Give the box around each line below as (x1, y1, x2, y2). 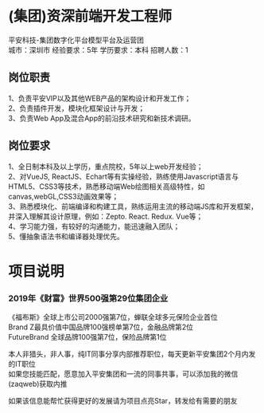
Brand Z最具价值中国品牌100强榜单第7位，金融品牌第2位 (8, 322, 193, 332)
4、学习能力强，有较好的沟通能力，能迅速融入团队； (8, 221, 181, 231)
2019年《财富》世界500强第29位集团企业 (8, 293, 169, 304)
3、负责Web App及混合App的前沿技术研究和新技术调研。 (8, 113, 196, 123)
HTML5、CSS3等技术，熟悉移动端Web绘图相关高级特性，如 (8, 181, 205, 191)
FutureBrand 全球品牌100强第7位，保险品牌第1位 (8, 332, 167, 342)
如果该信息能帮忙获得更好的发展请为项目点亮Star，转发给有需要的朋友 (8, 396, 238, 406)
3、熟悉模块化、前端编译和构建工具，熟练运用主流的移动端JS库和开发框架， (8, 201, 258, 211)
